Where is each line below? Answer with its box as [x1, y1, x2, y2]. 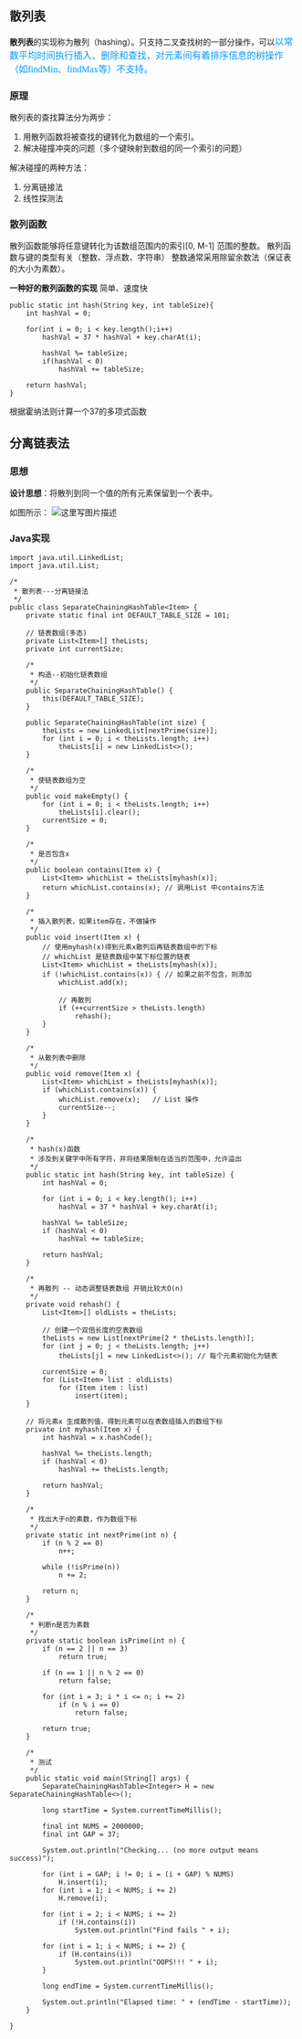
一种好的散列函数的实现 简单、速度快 [9, 282, 148, 294]
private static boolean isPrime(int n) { [26, 1636, 185, 1646]
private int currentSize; [26, 645, 125, 654]
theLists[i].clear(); [57, 808, 141, 818]
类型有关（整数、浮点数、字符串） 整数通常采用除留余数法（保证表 [40, 252, 292, 263]
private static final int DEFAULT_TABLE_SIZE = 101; [26, 611, 231, 620]
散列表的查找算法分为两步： [9, 112, 114, 123]
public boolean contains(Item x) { [26, 866, 161, 875]
